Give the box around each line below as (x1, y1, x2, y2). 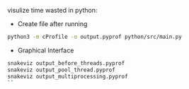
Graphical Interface (17, 46, 74, 54)
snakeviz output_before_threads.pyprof (7, 59, 125, 66)
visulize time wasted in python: (7, 6, 98, 14)
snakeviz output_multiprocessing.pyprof (7, 73, 129, 80)
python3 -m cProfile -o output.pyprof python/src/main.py (7, 33, 182, 40)
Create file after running (17, 20, 88, 28)
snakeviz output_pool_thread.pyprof (7, 66, 115, 73)
